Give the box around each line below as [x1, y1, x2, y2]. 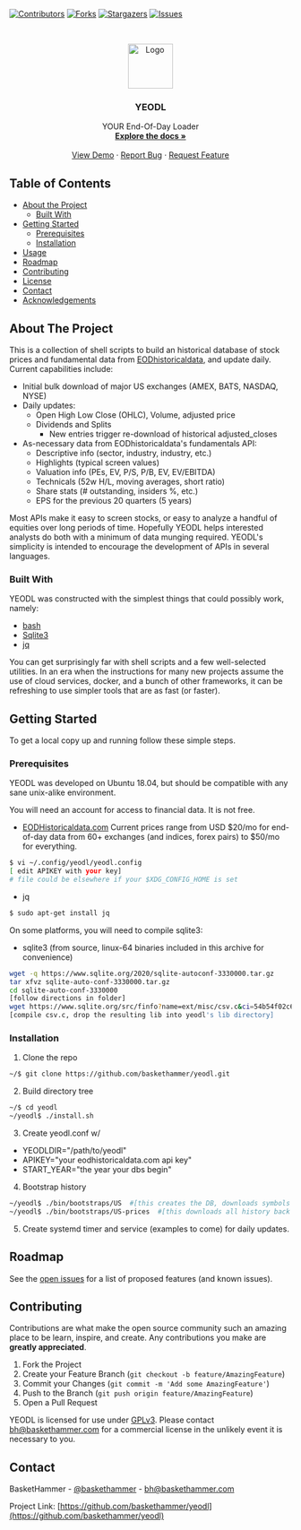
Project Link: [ [9, 1501, 61, 1512]
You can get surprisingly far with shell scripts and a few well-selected [9, 657, 267, 668]
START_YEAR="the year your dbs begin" [21, 1164, 172, 1174]
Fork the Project [21, 1359, 82, 1370]
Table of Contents [9, 176, 112, 191]
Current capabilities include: [9, 363, 114, 374]
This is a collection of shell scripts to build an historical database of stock [9, 344, 280, 355]
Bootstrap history [21, 1181, 87, 1192]
